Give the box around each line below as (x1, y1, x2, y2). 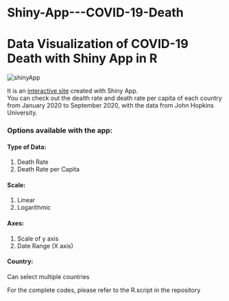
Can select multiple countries (7, 272, 90, 280)
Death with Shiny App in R (7, 51, 158, 67)
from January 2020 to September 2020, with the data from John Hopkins (7, 101, 214, 110)
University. (7, 108, 38, 117)
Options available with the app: (7, 125, 113, 135)
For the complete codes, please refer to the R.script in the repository (7, 286, 201, 294)
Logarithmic (16, 204, 51, 212)
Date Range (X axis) (16, 241, 74, 250)
